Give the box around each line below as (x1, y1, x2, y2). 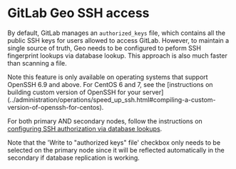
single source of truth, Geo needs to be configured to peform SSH (7, 43, 202, 52)
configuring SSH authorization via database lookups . (7, 124, 163, 133)
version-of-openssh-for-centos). (7, 103, 104, 111)
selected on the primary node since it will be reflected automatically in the (7, 145, 225, 154)
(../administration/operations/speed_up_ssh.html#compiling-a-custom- (7, 95, 216, 104)
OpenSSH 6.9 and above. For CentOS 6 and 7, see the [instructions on (7, 80, 213, 88)
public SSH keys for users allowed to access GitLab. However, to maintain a (7, 36, 230, 44)
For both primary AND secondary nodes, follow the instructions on (7, 116, 203, 126)
